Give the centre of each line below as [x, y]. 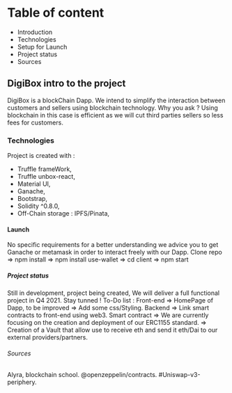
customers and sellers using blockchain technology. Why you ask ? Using [113, 107]
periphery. [22, 382]
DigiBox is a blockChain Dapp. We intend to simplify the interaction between [116, 100]
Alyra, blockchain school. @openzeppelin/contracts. [82, 375]
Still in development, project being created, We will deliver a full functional [114, 293]
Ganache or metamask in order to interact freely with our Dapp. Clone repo [115, 252]
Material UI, [34, 184]
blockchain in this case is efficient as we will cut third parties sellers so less [115, 115]
